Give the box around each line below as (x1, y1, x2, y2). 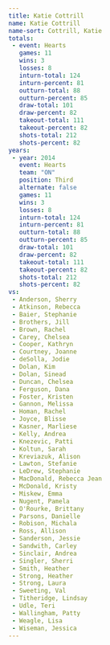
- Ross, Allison (11, 527, 67, 535)
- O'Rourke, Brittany (11, 504, 84, 512)
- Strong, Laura (11, 579, 67, 587)
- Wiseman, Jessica (11, 624, 78, 632)
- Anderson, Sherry (11, 296, 78, 304)
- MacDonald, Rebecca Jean (11, 475, 103, 483)
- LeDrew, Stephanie (11, 467, 81, 476)
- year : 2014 (11, 153, 56, 161)
